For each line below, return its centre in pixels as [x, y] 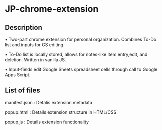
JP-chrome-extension [52, 9]
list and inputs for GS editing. [35, 45]
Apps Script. [18, 75]
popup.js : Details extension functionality [47, 122]
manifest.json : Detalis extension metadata [49, 102]
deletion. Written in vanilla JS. [36, 60]
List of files [23, 91]
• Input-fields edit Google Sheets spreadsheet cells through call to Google [81, 69]
